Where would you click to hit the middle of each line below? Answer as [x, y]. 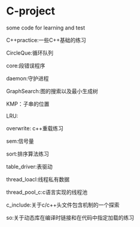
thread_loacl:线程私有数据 [38, 179]
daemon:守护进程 [28, 78]
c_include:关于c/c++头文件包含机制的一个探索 [63, 205]
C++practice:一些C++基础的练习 [46, 40]
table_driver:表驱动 [29, 166]
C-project [31, 11]
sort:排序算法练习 [28, 154]
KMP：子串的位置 [28, 104]
